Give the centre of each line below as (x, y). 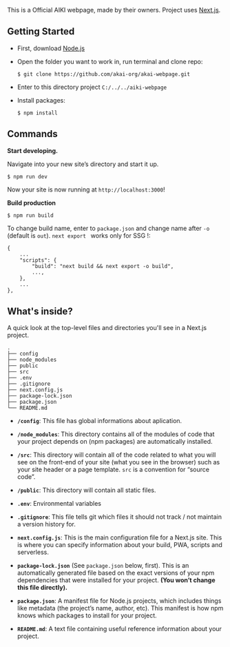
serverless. (33, 552)
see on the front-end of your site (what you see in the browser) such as (118, 462)
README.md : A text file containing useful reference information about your (119, 629)
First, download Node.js (51, 48)
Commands (33, 134)
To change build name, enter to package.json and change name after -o (108, 228)
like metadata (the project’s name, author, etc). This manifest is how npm (120, 608)
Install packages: (41, 100)
